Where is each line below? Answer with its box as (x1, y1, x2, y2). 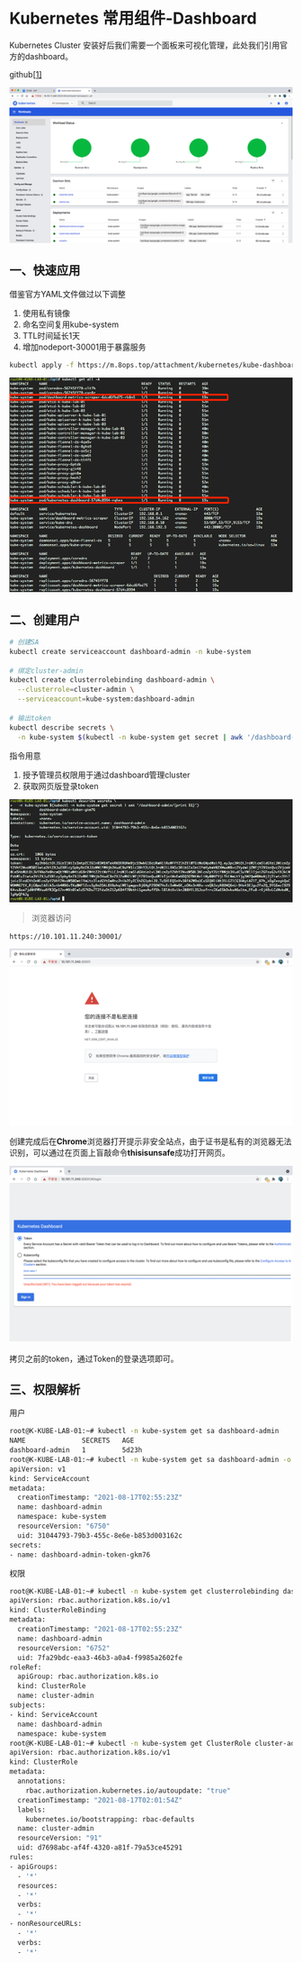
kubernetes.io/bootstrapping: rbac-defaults (25, 1814, 195, 1824)
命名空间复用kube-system (22, 319, 120, 330)
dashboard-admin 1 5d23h (9, 1446, 143, 1455)
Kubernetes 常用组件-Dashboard (9, 8, 258, 29)
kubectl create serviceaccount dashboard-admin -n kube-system (9, 647, 252, 656)
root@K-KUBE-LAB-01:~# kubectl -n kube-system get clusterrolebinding (9, 1586, 280, 1595)
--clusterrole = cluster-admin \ (17, 686, 135, 695)
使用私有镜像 (22, 307, 70, 318)
